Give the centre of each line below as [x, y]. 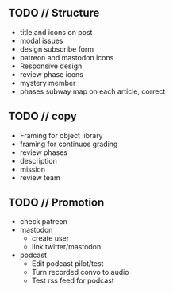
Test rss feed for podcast [73, 280]
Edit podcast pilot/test [67, 264]
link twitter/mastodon [66, 247]
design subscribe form [57, 49]
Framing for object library [61, 135]
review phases [43, 152]
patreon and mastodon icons [67, 57]
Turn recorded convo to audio [80, 272]
